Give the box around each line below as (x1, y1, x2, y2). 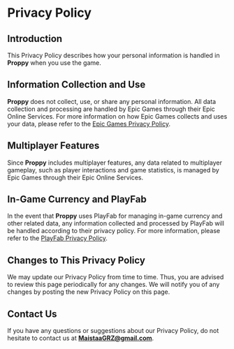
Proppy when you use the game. (7, 59, 101, 67)
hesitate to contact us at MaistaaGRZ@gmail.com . (7, 334, 154, 343)
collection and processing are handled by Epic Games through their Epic (7, 105, 215, 113)
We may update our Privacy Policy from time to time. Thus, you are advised (7, 273, 224, 281)
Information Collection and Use (7, 79, 146, 91)
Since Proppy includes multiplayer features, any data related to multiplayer (7, 158, 222, 167)
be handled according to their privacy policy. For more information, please (7, 227, 221, 235)
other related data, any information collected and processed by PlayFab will (7, 219, 225, 228)
